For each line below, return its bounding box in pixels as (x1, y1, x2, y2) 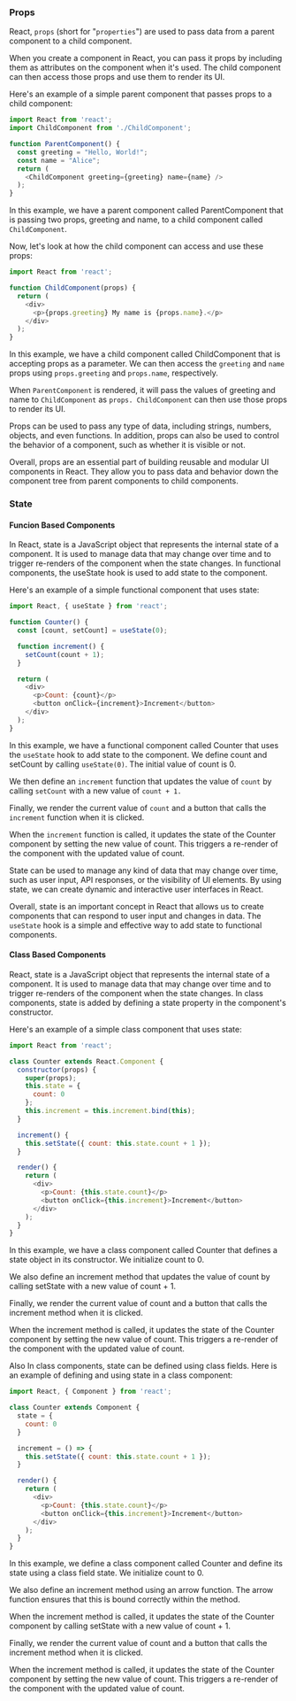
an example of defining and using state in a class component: (9, 1370, 233, 1380)
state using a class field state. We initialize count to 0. (9, 1567, 205, 1578)
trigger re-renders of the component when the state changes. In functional (9, 558, 281, 568)
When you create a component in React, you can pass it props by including (9, 53, 283, 64)
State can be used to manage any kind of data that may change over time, (9, 865, 278, 876)
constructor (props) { (17, 1065, 97, 1074)
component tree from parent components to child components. (9, 476, 239, 486)
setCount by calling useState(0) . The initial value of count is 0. (9, 759, 237, 769)
